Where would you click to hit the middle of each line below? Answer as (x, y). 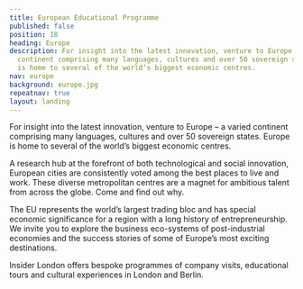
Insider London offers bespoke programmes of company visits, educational (149, 266)
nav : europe (32, 77)
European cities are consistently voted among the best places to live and (144, 173)
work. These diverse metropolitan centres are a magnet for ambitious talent (150, 183)
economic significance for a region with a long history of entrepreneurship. (149, 219)
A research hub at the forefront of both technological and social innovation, (149, 164)
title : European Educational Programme (84, 18)
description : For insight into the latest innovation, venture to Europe (151, 51)
